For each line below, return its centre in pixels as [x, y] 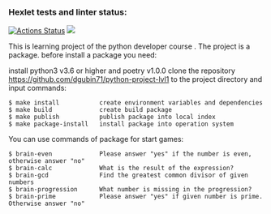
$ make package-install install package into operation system [121, 124]
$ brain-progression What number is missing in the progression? [130, 190]
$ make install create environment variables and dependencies [136, 103]
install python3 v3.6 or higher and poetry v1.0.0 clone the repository [122, 71]
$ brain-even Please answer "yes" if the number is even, [130, 154]
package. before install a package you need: [83, 55]
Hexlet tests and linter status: [68, 12]
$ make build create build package [90, 110]
